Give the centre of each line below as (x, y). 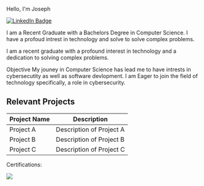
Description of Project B (90, 139)
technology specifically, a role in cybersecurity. (66, 83)
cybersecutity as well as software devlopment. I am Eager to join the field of (102, 76)
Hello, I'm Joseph (28, 9)
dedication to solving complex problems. (58, 57)
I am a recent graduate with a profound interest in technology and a (91, 51)
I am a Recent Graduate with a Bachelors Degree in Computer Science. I (97, 33)
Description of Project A (90, 130)
